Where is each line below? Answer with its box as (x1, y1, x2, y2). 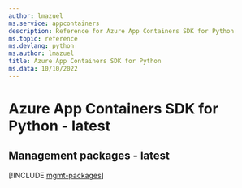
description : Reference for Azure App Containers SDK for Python (8, 27, 234, 35)
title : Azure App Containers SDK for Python (8, 58, 162, 66)
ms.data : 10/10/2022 (8, 65, 79, 73)
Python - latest (8, 117, 111, 135)
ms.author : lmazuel (8, 49, 75, 58)
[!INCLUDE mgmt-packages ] (8, 170, 104, 180)
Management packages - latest (8, 149, 171, 163)
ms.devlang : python (8, 42, 75, 50)
